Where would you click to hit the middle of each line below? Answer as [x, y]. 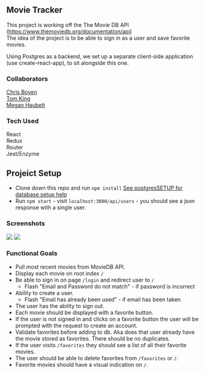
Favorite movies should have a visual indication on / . [81, 364]
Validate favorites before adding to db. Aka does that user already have [105, 332]
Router [15, 147]
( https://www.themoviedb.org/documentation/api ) [69, 31]
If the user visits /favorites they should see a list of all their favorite [101, 345]
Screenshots [26, 223]
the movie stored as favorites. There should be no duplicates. [92, 338]
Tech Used [23, 121]
